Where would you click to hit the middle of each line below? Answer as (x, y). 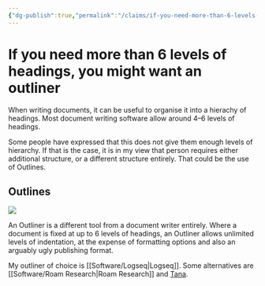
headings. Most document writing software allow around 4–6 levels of (121, 118)
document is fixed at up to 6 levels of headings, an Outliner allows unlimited (131, 234)
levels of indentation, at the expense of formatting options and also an (122, 242)
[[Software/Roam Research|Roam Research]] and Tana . (98, 274)
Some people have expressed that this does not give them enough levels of (131, 142)
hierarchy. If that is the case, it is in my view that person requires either (123, 150)
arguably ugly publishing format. (61, 251)
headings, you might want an (105, 71)
